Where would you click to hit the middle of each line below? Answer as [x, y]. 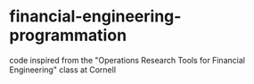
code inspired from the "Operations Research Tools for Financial [127, 60]
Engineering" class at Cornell [63, 70]
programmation [68, 35]
